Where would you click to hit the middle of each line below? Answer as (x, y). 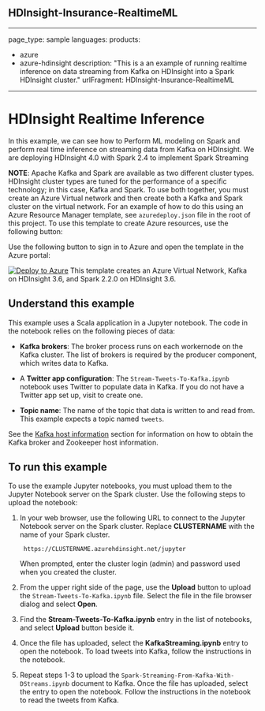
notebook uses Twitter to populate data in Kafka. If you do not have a (132, 386)
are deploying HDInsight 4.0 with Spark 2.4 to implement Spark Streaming (129, 158)
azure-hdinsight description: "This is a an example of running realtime (133, 63)
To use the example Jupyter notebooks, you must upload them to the (120, 486)
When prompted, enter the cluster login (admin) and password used (130, 564)
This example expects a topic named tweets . (92, 419)
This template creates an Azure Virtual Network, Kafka (158, 270)
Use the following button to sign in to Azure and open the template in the (126, 247)
